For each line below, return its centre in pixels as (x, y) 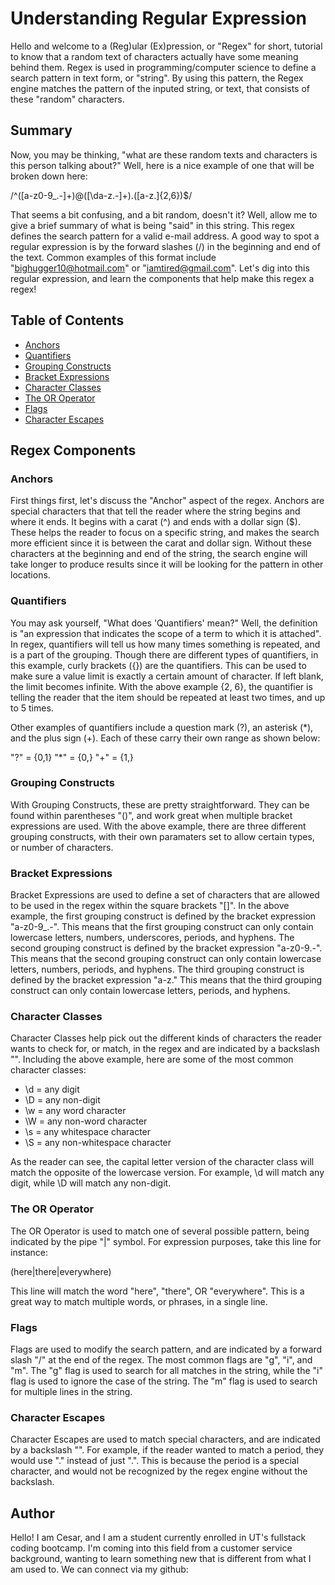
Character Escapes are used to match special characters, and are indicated (165, 1439)
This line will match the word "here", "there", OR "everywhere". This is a (157, 1291)
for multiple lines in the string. (71, 1392)
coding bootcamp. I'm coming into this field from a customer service (151, 1548)
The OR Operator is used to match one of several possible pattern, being (160, 1231)
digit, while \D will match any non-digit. (91, 1183)
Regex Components (73, 450)
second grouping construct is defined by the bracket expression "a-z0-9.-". (166, 948)
